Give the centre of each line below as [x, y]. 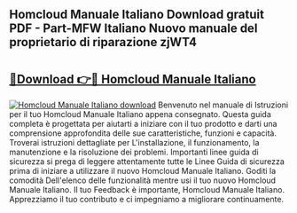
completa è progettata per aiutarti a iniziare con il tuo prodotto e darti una [143, 124]
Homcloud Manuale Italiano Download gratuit [137, 15]
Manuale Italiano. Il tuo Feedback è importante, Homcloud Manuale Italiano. [147, 189]
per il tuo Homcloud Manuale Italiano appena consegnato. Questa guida [141, 114]
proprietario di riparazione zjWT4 [103, 42]
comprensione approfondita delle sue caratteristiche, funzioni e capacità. [143, 133]
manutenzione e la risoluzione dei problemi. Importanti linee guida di [134, 152]
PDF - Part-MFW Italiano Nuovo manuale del [133, 29]
